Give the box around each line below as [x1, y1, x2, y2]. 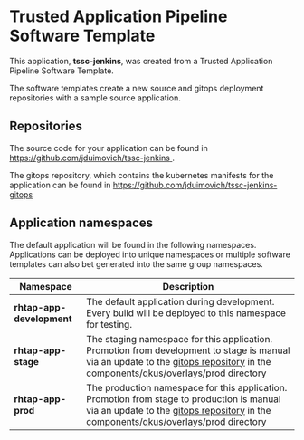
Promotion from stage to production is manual [85, 392, 281, 405]
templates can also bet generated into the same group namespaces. [9, 258, 264, 269]
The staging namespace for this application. [85, 332, 273, 345]
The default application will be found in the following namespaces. [9, 239, 257, 250]
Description [162, 280, 214, 292]
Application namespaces [9, 215, 154, 231]
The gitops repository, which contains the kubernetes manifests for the [9, 169, 274, 180]
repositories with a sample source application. [9, 92, 181, 103]
